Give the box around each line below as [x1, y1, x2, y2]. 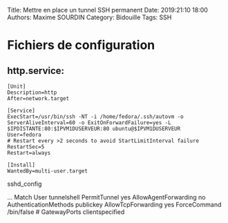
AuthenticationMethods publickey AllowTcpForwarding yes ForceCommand [7, 200, 222, 209]
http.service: [7, 65, 64, 77]
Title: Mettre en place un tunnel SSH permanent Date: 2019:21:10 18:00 [7, 6, 209, 14]
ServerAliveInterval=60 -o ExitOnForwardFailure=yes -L [7, 119, 171, 126]
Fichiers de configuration [7, 37, 155, 53]
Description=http [7, 89, 57, 96]
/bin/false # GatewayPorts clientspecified [7, 208, 125, 216]
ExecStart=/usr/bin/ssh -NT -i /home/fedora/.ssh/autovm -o [7, 113, 184, 120]
